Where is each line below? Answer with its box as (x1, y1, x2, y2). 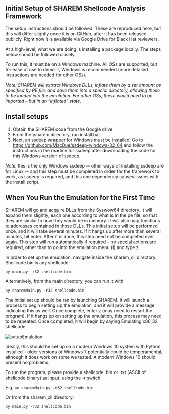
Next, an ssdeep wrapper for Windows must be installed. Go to (12, 137, 144, 143)
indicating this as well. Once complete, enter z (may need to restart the (5, 308, 153, 314)
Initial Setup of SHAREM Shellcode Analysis (5, 4, 145, 13)
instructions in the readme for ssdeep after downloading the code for (12, 147, 156, 153)
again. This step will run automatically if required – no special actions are (5, 239, 156, 245)
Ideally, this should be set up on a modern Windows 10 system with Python (5, 344, 161, 350)
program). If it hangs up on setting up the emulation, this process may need (5, 313, 162, 319)
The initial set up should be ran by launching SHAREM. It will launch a (5, 297, 150, 303)
